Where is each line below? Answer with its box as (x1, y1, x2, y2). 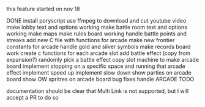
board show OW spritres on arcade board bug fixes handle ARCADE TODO (6, 76, 195, 83)
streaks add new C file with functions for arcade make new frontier (6, 37, 175, 43)
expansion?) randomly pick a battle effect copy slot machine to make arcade (6, 56, 199, 63)
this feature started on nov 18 (6, 6, 81, 12)
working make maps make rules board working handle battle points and (6, 30, 187, 37)
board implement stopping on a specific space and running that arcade (6, 62, 185, 70)
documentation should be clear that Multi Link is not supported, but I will (6, 87, 188, 94)
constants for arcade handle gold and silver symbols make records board (6, 43, 191, 50)
